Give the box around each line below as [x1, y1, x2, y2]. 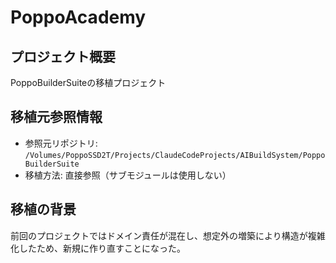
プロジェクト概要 [10, 48, 116, 65]
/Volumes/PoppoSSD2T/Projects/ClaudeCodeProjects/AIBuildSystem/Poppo [24, 150, 326, 160]
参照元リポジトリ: [24, 137, 98, 149]
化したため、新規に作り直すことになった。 [10, 242, 186, 254]
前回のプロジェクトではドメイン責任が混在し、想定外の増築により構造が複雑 [10, 229, 326, 241]
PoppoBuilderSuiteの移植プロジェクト [10, 77, 167, 88]
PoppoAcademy [10, 6, 147, 29]
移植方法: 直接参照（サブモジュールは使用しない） [24, 169, 232, 181]
